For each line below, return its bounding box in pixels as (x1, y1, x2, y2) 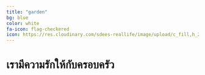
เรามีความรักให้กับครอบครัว (6, 58, 115, 72)
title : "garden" (6, 9, 48, 15)
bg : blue (6, 15, 29, 21)
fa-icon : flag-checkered (6, 26, 70, 32)
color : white (6, 20, 40, 26)
